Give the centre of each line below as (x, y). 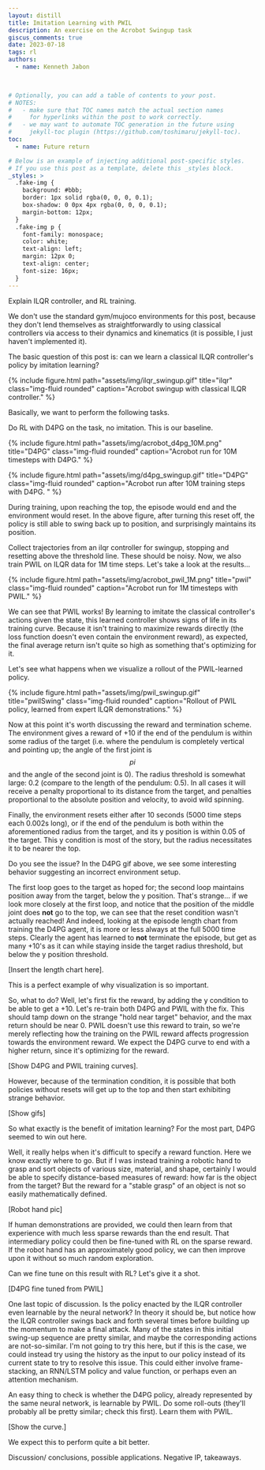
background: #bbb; (52, 190)
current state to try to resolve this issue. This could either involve (114, 1363)
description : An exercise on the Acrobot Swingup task (100, 30)
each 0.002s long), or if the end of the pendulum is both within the (116, 823)
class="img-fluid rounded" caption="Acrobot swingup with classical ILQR (127, 388)
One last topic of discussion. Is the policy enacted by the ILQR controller (125, 1304)
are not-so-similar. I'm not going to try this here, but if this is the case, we (127, 1345)
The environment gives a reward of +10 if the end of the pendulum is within (130, 733)
